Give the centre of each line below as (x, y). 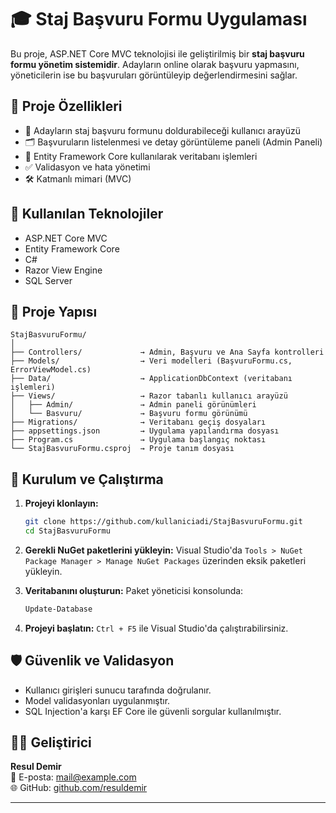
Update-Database (58, 609)
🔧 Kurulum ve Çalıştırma (87, 479)
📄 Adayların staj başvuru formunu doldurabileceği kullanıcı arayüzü (162, 130)
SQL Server (48, 280)
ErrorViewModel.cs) (51, 370)
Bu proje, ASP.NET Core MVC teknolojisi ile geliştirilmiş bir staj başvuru (157, 53)
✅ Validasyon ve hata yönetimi (87, 167)
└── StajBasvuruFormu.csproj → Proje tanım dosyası (122, 449)
